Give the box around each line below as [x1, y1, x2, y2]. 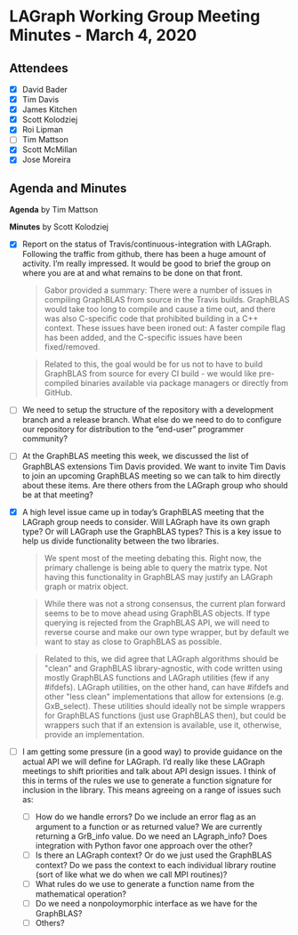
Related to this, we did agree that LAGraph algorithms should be [44, 653, 278, 664]
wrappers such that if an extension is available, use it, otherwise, [44, 719, 282, 730]
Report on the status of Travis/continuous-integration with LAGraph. [21, 238, 272, 250]
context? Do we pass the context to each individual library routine [35, 859, 277, 870]
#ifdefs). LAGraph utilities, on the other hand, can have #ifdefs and [44, 681, 289, 692]
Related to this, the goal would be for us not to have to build [44, 359, 263, 370]
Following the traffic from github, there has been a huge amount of [21, 249, 267, 260]
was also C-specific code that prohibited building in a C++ [44, 313, 259, 324]
